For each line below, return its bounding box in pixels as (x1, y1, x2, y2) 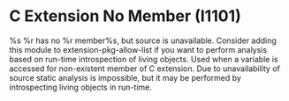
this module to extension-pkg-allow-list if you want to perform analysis (9, 44, 268, 54)
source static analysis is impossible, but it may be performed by (9, 72, 241, 83)
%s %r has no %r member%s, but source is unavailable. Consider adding (9, 35, 277, 46)
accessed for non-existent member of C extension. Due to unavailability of (9, 63, 280, 74)
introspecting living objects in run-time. (9, 82, 152, 92)
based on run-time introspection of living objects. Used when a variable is (9, 54, 278, 64)
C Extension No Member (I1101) (9, 6, 241, 26)
